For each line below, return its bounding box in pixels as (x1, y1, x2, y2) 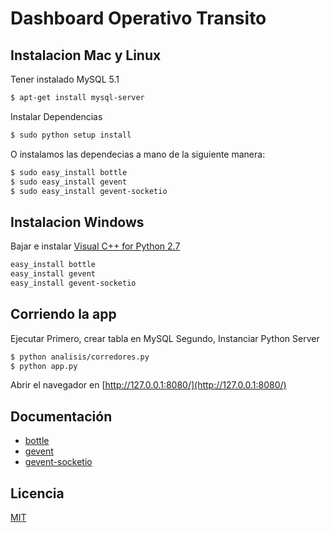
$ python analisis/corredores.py (10, 352, 150, 362)
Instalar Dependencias (10, 110, 103, 122)
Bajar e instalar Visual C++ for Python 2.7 (10, 240, 181, 252)
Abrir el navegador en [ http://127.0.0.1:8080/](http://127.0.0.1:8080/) (10, 379, 287, 391)
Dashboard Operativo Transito (10, 7, 267, 30)
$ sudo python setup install (10, 130, 132, 140)
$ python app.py (10, 361, 78, 371)
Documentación (10, 408, 113, 425)
